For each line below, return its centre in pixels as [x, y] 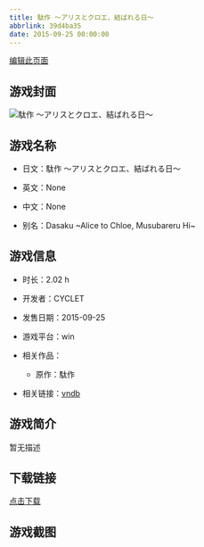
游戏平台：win [48, 336]
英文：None [44, 187]
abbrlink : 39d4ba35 [45, 26]
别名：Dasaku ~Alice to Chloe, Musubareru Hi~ [109, 225]
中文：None [44, 207]
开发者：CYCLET [53, 298]
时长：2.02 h [45, 279]
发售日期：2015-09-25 [63, 317]
